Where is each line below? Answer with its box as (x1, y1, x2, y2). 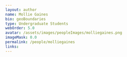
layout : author (5, 7, 37, 12)
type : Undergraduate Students (5, 21, 69, 26)
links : (5, 44, 19, 49)
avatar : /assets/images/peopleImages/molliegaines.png (5, 30, 122, 35)
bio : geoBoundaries (5, 16, 46, 21)
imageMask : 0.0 (5, 35, 37, 40)
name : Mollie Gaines (5, 12, 49, 17)
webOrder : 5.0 (5, 26, 35, 31)
